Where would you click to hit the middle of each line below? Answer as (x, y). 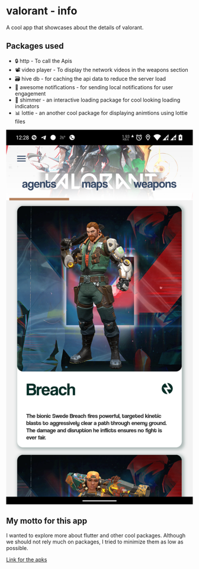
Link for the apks (27, 559)
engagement (30, 93)
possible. (17, 548)
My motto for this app (47, 521)
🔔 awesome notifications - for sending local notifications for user (94, 87)
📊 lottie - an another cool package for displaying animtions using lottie (101, 113)
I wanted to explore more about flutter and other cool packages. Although (96, 535)
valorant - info (42, 11)
